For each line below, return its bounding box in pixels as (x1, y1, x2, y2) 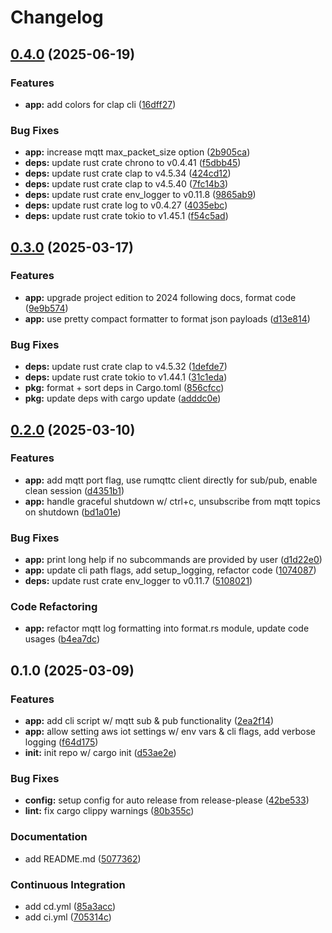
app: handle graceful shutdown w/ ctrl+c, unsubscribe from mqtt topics (24, 495, 321, 507)
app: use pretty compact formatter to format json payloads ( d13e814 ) (24, 312, 311, 325)
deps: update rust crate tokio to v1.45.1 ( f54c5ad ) (24, 210, 229, 222)
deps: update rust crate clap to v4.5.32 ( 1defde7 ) (24, 361, 228, 373)
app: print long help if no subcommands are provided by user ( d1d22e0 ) (24, 554, 323, 566)
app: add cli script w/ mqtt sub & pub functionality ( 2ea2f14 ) (24, 715, 275, 727)
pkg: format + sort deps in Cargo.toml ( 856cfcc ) (24, 382, 225, 394)
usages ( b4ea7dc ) (24, 633, 101, 645)
